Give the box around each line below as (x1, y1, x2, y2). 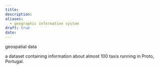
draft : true (5, 26, 30, 31)
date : (5, 30, 16, 35)
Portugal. (5, 59, 24, 64)
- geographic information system (9, 21, 79, 26)
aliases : (5, 16, 23, 21)
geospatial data (5, 44, 37, 49)
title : (5, 7, 19, 12)
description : (5, 12, 32, 17)
